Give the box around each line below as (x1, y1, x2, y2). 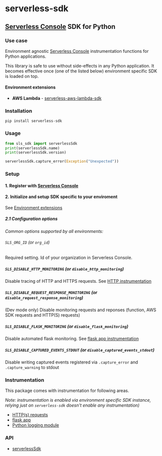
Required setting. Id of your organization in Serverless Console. (5, 255, 133, 261)
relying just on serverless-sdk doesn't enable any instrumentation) (5, 402, 140, 409)
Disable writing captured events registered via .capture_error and (5, 359, 138, 365)
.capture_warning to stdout (5, 364, 60, 370)
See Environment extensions (5, 205, 62, 210)
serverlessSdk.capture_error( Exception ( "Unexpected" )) (5, 159, 119, 164)
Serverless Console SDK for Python (5, 23, 116, 31)
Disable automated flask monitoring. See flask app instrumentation (5, 336, 139, 342)
